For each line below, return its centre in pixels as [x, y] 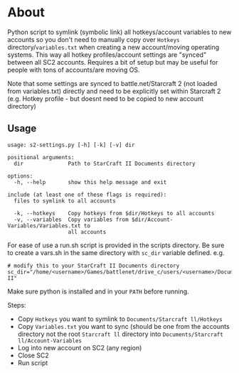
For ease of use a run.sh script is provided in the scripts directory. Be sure [116, 245]
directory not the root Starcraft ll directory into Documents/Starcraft [121, 334]
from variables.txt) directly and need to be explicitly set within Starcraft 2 [114, 91]
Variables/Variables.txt [44, 226]
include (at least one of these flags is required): [87, 195]
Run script [33, 362]
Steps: [17, 305]
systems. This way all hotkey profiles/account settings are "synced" [107, 55]
